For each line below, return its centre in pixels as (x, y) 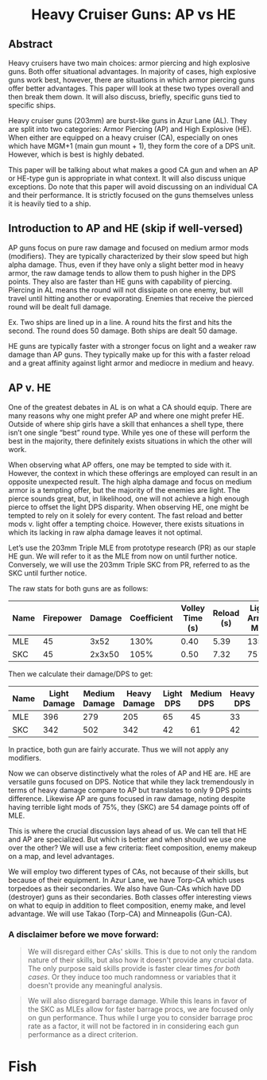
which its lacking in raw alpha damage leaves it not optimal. (105, 532)
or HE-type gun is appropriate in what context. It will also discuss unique (127, 178)
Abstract (31, 44)
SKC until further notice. (48, 573)
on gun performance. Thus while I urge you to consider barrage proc (140, 1017)
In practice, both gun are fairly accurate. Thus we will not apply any (118, 749)
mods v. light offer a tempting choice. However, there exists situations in (126, 524)
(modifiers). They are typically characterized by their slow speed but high (128, 256)
